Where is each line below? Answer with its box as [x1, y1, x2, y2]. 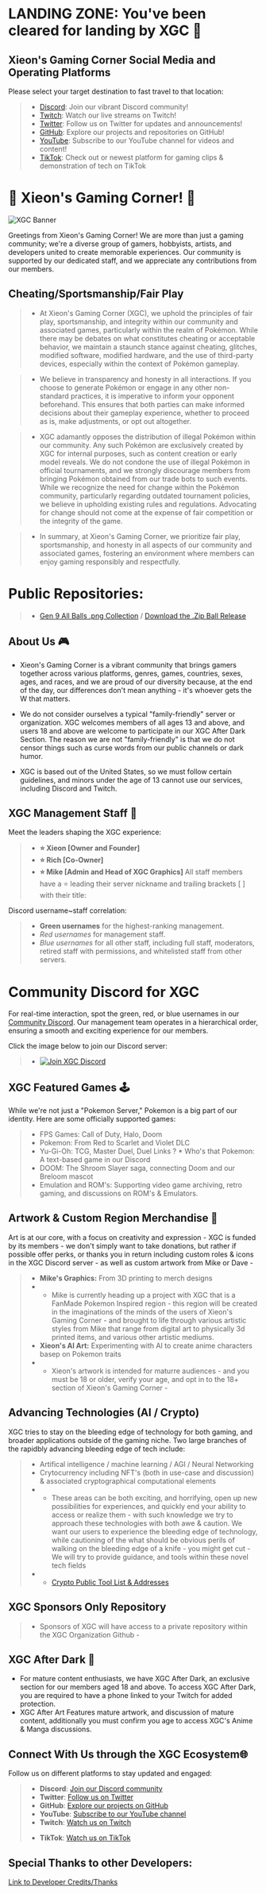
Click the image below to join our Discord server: [8, 1041, 168, 1051]
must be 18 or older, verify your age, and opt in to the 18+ [51, 1374, 239, 1384]
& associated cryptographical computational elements [39, 1476, 217, 1485]
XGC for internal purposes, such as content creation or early [39, 448, 237, 458]
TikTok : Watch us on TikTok [39, 1833, 131, 1842]
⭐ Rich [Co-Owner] [39, 855, 104, 865]
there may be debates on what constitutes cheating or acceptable [39, 333, 256, 343]
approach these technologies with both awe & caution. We [51, 1518, 243, 1528]
